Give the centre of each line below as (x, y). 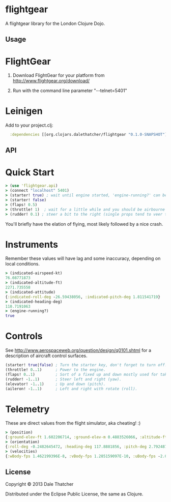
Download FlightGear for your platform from (59, 75)
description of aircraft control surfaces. (46, 356)
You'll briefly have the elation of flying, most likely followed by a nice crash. (84, 224)
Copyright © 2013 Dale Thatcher (39, 484)
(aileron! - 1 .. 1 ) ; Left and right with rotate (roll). (72, 389)
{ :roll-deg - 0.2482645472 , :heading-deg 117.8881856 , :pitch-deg (76, 447)
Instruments (32, 244)
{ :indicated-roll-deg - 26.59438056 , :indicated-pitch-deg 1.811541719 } (83, 297)
